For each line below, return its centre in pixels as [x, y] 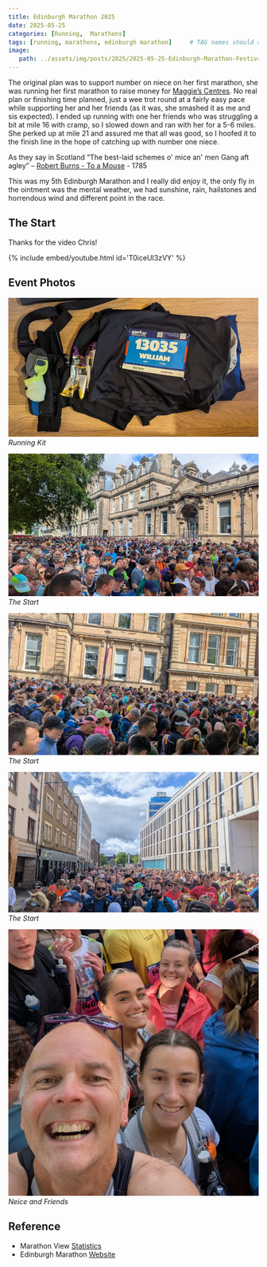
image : [19, 51]
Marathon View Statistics [60, 1245]
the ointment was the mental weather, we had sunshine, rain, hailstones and [132, 190]
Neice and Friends [39, 1201]
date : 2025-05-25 [37, 25]
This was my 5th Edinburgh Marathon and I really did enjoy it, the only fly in [132, 181]
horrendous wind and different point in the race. [87, 198]
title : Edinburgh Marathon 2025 [62, 17]
